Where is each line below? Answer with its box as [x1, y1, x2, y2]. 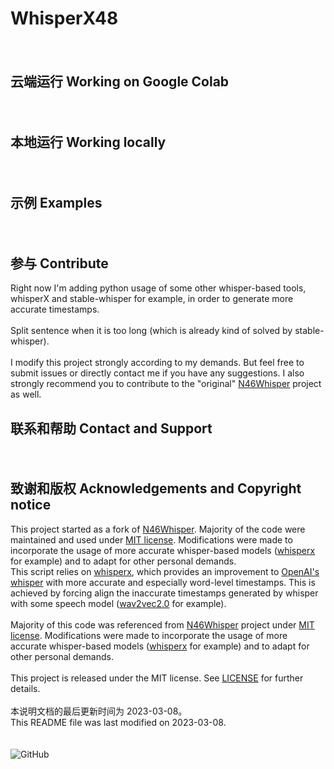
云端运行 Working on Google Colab [10, 73, 230, 91]
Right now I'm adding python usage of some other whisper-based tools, [10, 282, 307, 294]
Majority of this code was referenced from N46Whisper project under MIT [10, 618, 315, 631]
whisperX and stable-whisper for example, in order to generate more [10, 293, 294, 305]
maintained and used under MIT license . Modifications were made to [10, 533, 293, 546]
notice [10, 497, 52, 514]
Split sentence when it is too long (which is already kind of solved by [10, 325, 293, 337]
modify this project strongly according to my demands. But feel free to [14, 357, 305, 369]
